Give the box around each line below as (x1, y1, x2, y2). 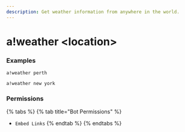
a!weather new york (6, 81, 56, 87)
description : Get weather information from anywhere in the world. (6, 8, 180, 15)
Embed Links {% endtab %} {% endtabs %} (15, 120, 122, 127)
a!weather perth (6, 70, 47, 76)
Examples (6, 56, 36, 64)
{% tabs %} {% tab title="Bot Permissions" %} (6, 108, 122, 115)
